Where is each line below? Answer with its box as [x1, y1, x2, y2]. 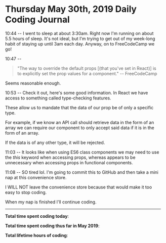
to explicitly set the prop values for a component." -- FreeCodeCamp [17, 70, 157, 76]
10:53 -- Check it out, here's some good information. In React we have [5, 90, 148, 96]
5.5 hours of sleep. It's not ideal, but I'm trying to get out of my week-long [5, 36, 156, 42]
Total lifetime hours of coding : [5, 232, 68, 238]
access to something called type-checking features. [5, 95, 111, 101]
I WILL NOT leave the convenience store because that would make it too [5, 184, 152, 190]
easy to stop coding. [5, 189, 47, 195]
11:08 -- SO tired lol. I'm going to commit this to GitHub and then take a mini [5, 169, 159, 175]
